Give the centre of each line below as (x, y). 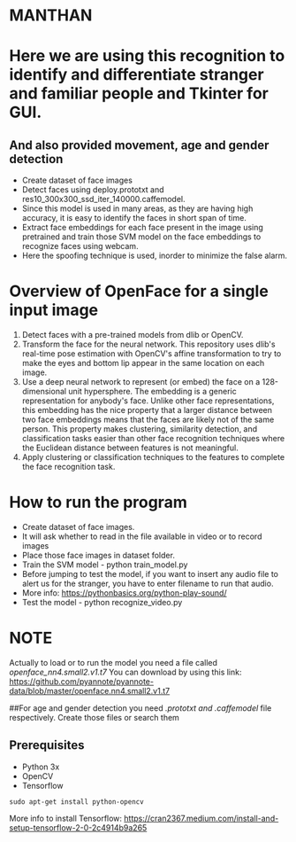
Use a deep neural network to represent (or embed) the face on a (141, 382)
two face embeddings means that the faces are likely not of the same (148, 420)
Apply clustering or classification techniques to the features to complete (153, 457)
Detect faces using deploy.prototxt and (93, 190)
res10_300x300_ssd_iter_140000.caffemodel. (103, 199)
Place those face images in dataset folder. (98, 556)
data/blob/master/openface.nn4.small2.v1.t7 (90, 691)
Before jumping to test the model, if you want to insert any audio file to (150, 574)
